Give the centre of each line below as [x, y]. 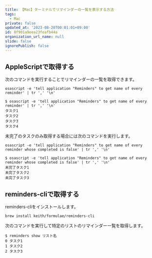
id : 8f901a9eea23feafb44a [31, 32]
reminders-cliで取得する [42, 194]
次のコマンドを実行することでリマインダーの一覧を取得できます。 [71, 79]
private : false [20, 23]
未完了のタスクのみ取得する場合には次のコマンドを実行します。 [69, 136]
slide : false [18, 41]
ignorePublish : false [27, 46]
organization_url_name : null [35, 37]
